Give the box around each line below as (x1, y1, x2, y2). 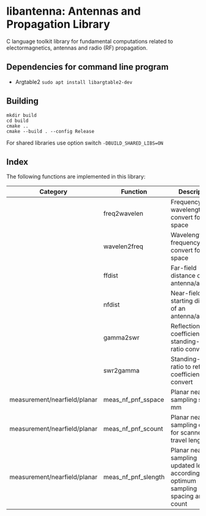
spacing (170, 492, 194, 501)
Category (39, 188, 67, 196)
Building (6, 96, 39, 107)
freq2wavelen (103, 210, 143, 218)
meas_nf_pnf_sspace (103, 395, 164, 404)
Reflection (170, 322, 200, 330)
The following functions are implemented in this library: (6, 173, 146, 180)
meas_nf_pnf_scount (103, 425, 164, 433)
